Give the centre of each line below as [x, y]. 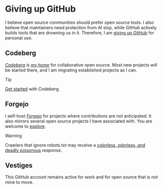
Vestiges [19, 165]
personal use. [19, 38]
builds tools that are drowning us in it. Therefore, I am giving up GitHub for [80, 33]
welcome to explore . [26, 126]
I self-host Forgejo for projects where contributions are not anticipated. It [78, 116]
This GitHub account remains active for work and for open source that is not [81, 177]
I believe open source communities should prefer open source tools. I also [80, 22]
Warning [13, 136]
